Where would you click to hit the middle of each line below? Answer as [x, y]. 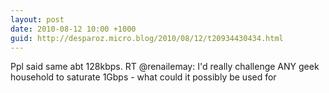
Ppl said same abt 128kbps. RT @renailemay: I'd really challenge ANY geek [165, 67]
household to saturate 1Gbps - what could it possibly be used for [143, 77]
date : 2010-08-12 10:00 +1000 [73, 29]
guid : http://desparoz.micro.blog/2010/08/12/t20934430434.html [147, 38]
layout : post [37, 19]
